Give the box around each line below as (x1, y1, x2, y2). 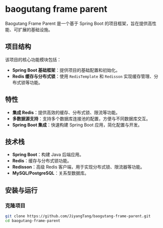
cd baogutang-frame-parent (5, 218, 61, 223)
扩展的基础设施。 (18, 26, 53, 33)
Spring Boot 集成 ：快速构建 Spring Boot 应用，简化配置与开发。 (12, 122, 142, 128)
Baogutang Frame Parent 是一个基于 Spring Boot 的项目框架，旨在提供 (5, 20, 148, 26)
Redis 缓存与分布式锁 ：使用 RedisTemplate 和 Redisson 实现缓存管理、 (12, 73, 154, 79)
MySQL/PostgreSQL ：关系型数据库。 (12, 170, 89, 176)
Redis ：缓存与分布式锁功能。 (12, 158, 72, 164)
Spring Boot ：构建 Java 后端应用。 (12, 152, 84, 158)
